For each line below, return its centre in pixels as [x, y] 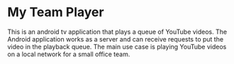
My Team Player [56, 12]
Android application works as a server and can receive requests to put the [116, 39]
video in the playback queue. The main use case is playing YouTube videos [117, 46]
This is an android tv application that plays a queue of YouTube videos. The [117, 32]
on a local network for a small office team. [69, 54]
